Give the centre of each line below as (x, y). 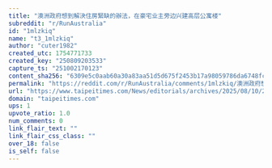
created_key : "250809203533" (57, 61)
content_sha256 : (36, 76)
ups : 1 (19, 106)
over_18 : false (34, 143)
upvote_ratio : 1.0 (39, 114)
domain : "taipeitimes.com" (54, 99)
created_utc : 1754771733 (50, 53)
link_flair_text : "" (43, 128)
